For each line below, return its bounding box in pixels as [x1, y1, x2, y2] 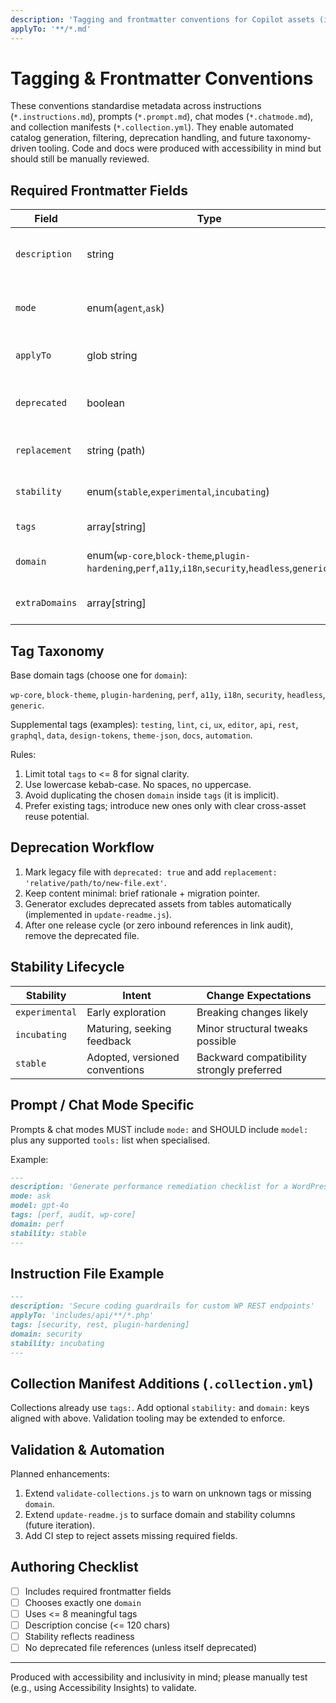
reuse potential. [24, 811, 90, 823]
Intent [122, 988, 152, 1002]
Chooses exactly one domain [24, 1596, 142, 1608]
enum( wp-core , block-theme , [86, 549, 215, 563]
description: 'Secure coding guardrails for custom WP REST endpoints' [10, 1301, 315, 1311]
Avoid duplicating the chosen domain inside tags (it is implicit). [24, 789, 280, 801]
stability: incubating [10, 1338, 105, 1348]
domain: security [10, 1329, 83, 1339]
